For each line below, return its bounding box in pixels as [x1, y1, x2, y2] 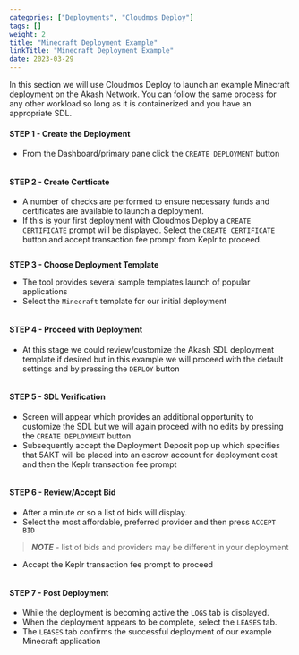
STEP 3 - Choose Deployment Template [9, 259, 159, 270]
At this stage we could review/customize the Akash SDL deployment [21, 344, 275, 354]
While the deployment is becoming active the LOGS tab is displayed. [21, 608, 270, 618]
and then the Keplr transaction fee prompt [21, 458, 177, 470]
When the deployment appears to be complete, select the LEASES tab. [21, 617, 278, 627]
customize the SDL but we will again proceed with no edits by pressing [21, 421, 284, 431]
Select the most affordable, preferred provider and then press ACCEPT [21, 516, 276, 528]
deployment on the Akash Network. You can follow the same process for [9, 89, 278, 99]
